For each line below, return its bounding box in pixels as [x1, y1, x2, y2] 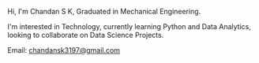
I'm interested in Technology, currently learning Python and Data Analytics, [7, 22, 252, 31]
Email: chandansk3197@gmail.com [7, 46, 120, 54]
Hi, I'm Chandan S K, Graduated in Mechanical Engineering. [7, 7, 201, 16]
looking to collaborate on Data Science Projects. [7, 31, 164, 39]
